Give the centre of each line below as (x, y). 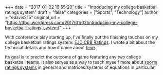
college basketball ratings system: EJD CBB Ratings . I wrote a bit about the (80, 42)
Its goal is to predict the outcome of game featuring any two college (73, 57)
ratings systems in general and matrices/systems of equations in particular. (80, 67)
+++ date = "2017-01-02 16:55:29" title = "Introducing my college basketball (81, 7)
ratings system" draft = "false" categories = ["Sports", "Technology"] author (81, 12)
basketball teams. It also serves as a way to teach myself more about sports (81, 62)
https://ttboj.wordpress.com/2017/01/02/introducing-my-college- (72, 22)
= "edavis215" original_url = (33, 17)
